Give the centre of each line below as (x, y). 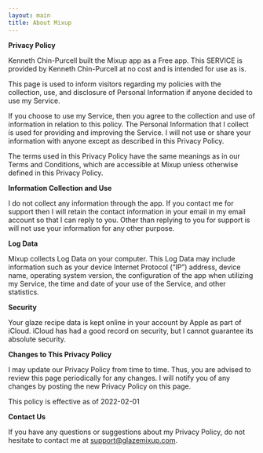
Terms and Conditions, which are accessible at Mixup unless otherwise (123, 164)
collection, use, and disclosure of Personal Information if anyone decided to (130, 92)
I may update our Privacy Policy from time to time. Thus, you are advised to (130, 369)
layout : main (29, 15)
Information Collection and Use (60, 188)
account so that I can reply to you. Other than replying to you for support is (129, 220)
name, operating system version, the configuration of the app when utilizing (131, 275)
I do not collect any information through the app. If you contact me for (121, 203)
